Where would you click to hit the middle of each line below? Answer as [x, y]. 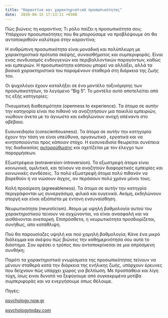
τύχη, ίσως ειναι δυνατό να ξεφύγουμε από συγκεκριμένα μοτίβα [73, 275]
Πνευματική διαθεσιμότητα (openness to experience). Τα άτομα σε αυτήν [82, 106]
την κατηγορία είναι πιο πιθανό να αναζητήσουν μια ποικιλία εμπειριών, [81, 111]
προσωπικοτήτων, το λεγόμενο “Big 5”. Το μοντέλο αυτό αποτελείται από [82, 91]
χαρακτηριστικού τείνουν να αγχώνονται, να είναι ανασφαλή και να [77, 214]
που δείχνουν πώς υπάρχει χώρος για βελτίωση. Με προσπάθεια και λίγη [82, 270]
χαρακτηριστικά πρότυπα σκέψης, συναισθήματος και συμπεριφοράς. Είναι [84, 54]
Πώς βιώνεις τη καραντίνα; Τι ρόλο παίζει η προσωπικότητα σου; [73, 29]
